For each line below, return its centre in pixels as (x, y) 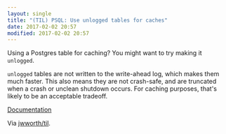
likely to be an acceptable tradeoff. (58, 96)
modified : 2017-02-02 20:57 (48, 33)
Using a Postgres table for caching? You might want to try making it (105, 53)
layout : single (29, 14)
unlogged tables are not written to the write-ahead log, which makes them (113, 74)
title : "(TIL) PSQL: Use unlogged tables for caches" (88, 20)
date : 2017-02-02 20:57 (42, 27)
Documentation (29, 110)
